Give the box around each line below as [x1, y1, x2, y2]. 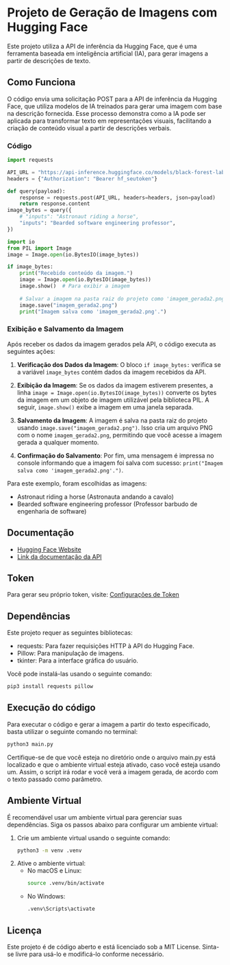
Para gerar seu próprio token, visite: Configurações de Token [7, 591, 179, 599]
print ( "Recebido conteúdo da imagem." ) [19, 270, 133, 277]
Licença [7, 925, 42, 936]
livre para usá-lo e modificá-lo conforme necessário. [15, 950, 164, 958]
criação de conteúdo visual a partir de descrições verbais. [7, 123, 172, 132]
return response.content [19, 200, 90, 207]
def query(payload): [7, 187, 66, 195]
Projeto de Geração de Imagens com [7, 5, 218, 21]
